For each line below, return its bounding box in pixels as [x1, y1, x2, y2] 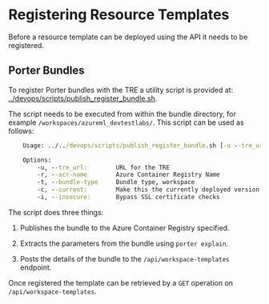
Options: [22, 156, 52, 164]
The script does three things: [8, 207, 104, 217]
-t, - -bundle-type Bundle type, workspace [37, 178, 195, 186]
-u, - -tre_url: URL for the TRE [37, 163, 171, 171]
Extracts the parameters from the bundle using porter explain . [19, 238, 228, 248]
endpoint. [19, 262, 52, 272]
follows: [8, 126, 34, 135]
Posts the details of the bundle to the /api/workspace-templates [19, 254, 230, 263]
